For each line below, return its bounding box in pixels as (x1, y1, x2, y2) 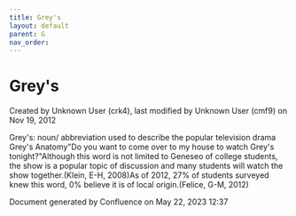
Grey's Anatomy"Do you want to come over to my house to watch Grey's (9, 141, 275, 152)
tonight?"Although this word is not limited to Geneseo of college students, (9, 151, 278, 162)
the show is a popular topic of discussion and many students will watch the (9, 161, 284, 172)
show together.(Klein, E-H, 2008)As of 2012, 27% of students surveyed (9, 170, 269, 180)
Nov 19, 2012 (9, 115, 57, 125)
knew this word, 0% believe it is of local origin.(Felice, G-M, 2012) (9, 180, 250, 190)
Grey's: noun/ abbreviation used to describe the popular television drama (9, 132, 277, 143)
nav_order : (9, 37, 50, 47)
